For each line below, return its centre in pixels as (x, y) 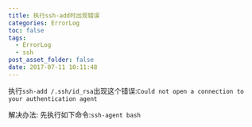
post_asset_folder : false (51, 60)
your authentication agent (53, 99)
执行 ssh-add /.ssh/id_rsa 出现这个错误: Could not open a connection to (126, 90)
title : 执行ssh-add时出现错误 (54, 15)
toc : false (26, 30)
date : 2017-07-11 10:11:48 (53, 67)
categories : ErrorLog (44, 23)
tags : (17, 38)
